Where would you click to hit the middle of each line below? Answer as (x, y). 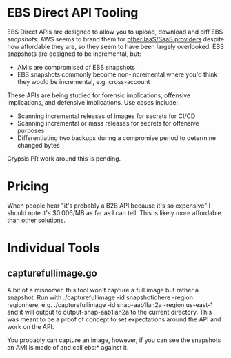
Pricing (28, 187)
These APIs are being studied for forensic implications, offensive (99, 95)
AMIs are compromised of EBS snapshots (76, 67)
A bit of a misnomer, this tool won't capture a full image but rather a (103, 290)
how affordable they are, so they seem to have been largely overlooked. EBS (115, 46)
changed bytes (38, 145)
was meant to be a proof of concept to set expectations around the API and (114, 319)
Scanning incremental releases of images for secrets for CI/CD (106, 116)
